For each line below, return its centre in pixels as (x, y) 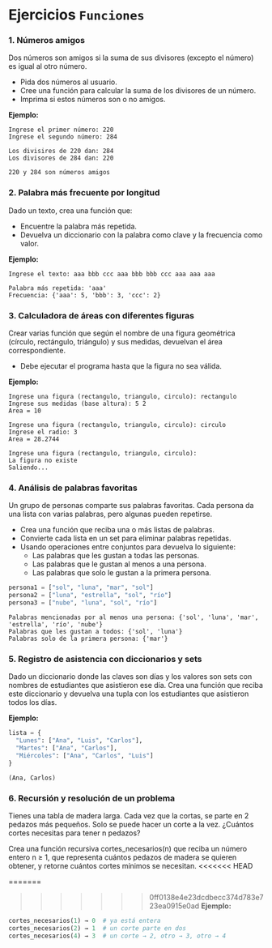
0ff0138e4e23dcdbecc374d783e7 (206, 897)
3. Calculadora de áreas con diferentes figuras (101, 315)
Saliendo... (28, 468)
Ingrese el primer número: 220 (61, 130)
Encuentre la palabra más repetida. (79, 226)
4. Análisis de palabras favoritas (73, 488)
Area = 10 (25, 411)
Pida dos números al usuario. (68, 82)
